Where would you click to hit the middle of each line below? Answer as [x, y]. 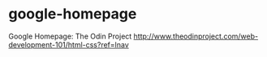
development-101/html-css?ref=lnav [69, 44]
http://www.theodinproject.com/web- [196, 36]
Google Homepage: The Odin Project [70, 36]
